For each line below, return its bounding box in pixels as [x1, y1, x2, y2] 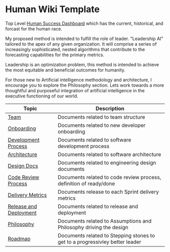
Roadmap [8, 235, 31, 242]
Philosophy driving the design [58, 224, 129, 231]
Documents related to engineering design [58, 159, 156, 166]
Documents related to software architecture [58, 151, 161, 158]
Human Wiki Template [5, 4, 100, 15]
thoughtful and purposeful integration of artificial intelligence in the [5, 87, 145, 93]
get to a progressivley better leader [58, 238, 142, 245]
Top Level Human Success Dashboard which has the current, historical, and [5, 20, 163, 26]
